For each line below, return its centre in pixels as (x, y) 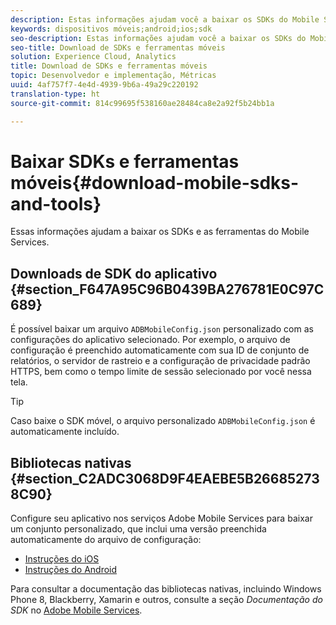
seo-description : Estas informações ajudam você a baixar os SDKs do (158, 38)
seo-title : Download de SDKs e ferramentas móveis (118, 47)
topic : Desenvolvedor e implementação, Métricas (113, 76)
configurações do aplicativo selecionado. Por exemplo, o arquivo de (150, 340)
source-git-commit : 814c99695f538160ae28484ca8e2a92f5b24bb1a (142, 103)
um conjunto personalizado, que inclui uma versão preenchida (138, 529)
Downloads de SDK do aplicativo (114, 273)
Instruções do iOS (62, 559)
